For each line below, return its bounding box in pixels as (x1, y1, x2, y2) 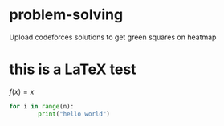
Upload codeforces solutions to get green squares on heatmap (9, 32, 217, 42)
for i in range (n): (9, 102, 75, 110)
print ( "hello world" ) (38, 110, 111, 118)
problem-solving (9, 6, 124, 24)
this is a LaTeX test (9, 60, 136, 79)
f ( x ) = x (9, 87, 35, 96)
